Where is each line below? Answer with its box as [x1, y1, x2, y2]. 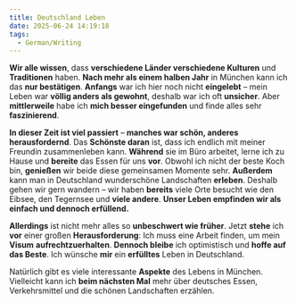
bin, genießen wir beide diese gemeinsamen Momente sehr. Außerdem [9, 165, 274, 176]
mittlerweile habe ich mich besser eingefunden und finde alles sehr [9, 100, 262, 112]
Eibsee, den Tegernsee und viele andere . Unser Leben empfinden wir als [9, 194, 282, 205]
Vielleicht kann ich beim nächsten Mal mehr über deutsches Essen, [9, 276, 259, 287]
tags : [9, 29, 29, 38]
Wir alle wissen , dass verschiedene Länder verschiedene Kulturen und [9, 63, 276, 73]
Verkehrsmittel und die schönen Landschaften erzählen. [9, 285, 215, 296]
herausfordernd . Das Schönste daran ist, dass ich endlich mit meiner [9, 137, 266, 147]
